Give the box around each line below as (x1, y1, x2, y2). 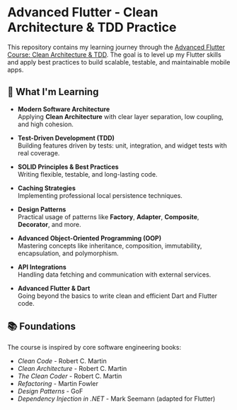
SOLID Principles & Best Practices (17, 162, 119, 171)
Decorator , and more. (17, 220, 81, 228)
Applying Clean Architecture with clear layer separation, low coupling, (17, 112, 224, 121)
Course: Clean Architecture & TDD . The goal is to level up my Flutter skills (7, 50, 221, 59)
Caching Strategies (17, 184, 76, 192)
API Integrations (17, 262, 67, 271)
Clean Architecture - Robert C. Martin (17, 364, 127, 372)
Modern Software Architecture (17, 104, 110, 113)
